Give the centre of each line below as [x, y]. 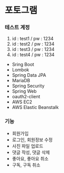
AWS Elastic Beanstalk [35, 107]
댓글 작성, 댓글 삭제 [31, 152]
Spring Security [28, 86]
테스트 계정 [17, 27]
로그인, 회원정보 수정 [32, 140]
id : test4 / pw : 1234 [33, 55]
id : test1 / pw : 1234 [33, 39]
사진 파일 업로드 [27, 146]
